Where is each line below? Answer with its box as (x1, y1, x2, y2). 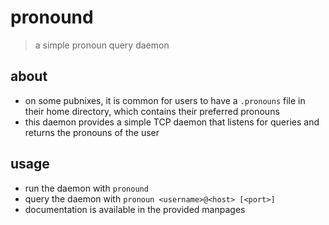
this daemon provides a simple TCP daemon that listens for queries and (24, 116, 320, 128)
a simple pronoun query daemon (34, 39, 170, 51)
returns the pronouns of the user (24, 126, 160, 138)
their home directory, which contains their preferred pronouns (24, 105, 280, 117)
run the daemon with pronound (24, 182, 149, 194)
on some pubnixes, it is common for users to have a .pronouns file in (24, 94, 306, 106)
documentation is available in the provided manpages (24, 203, 246, 215)
